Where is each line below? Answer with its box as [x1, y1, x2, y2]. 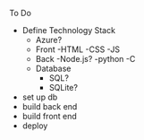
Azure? [35, 35, 63, 45]
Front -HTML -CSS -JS [35, 44, 121, 55]
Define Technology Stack [21, 25, 116, 35]
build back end [21, 101, 78, 111]
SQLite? [48, 83, 79, 92]
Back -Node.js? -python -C [35, 54, 136, 64]
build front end [21, 111, 78, 121]
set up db [21, 92, 58, 102]
